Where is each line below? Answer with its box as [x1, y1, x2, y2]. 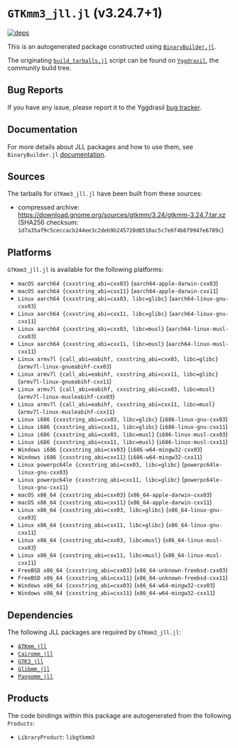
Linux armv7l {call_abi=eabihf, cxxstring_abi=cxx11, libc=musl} [17, 401, 215, 408]
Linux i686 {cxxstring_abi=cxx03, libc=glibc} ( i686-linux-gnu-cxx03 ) [17, 415, 229, 423]
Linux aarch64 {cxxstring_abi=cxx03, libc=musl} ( [17, 325, 169, 333]
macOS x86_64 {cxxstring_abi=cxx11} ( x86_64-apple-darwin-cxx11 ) [17, 498, 212, 506]
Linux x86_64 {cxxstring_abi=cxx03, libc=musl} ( [17, 536, 166, 544]
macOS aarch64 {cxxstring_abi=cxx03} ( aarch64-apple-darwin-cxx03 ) [17, 279, 219, 288]
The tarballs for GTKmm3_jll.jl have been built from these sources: [7, 190, 202, 198]
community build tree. [7, 63, 72, 72]
